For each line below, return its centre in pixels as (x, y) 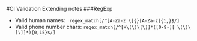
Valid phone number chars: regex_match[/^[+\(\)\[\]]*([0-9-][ (95, 27)
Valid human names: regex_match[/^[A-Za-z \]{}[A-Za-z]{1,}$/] (97, 20)
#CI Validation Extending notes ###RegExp (59, 9)
